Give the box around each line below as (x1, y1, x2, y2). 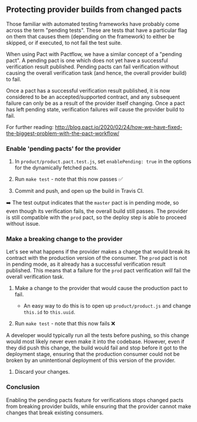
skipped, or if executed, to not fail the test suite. (6, 39, 122, 46)
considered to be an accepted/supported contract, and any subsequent (6, 93, 180, 100)
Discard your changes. (14, 368, 70, 375)
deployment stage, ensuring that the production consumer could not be (6, 351, 180, 358)
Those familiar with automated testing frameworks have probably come (6, 20, 180, 27)
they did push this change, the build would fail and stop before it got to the (6, 344, 188, 351)
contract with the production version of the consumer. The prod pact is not (6, 255, 187, 262)
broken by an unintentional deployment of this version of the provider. (6, 357, 176, 364)
